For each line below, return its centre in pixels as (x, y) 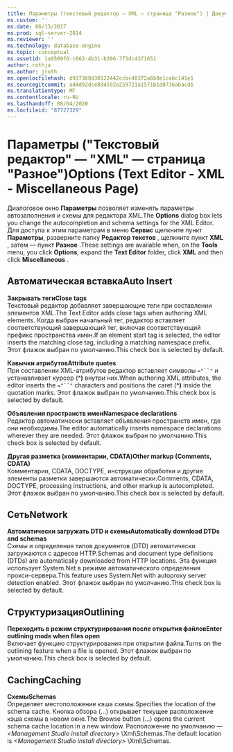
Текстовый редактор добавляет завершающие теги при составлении (110, 305)
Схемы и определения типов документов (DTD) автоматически (101, 546)
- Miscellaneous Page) (73, 189)
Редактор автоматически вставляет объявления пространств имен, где (114, 421)
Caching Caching (44, 680)
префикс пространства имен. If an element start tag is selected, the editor (114, 335)
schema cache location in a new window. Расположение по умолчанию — (115, 726)
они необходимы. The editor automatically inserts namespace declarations (114, 428)
